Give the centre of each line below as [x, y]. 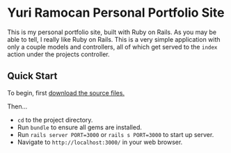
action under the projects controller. [58, 54]
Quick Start [32, 76]
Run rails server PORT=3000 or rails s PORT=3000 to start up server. [115, 134]
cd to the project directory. [55, 120]
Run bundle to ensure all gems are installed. [80, 127]
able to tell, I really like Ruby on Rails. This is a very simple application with [114, 39]
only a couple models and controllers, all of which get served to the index [112, 47]
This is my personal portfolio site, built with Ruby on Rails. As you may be [112, 32]
